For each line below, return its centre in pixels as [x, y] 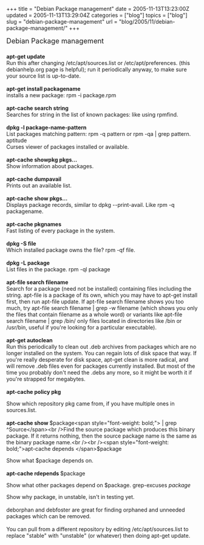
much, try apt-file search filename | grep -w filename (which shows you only [102, 308]
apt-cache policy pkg [34, 392]
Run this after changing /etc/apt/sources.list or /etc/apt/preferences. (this [98, 63]
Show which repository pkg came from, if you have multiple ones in [90, 404]
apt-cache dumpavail [34, 179]
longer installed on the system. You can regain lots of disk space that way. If [102, 353]
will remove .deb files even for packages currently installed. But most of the [101, 366]
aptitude [17, 140]
